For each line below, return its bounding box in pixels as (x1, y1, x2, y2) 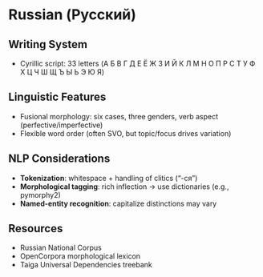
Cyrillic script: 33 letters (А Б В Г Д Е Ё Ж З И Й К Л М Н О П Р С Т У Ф (19, 58, 256, 68)
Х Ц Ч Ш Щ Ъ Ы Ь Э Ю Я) (19, 67, 105, 77)
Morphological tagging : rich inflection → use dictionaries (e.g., (19, 182, 229, 191)
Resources (8, 222, 63, 235)
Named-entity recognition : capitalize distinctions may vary (19, 199, 217, 208)
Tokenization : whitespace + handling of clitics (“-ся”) (19, 173, 198, 183)
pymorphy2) (19, 190, 62, 199)
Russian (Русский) (8, 6, 136, 24)
